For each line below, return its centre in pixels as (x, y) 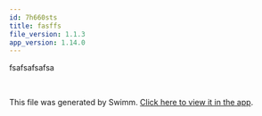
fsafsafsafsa (32, 68)
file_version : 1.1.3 (48, 34)
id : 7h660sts (33, 17)
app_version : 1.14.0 (48, 42)
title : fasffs (36, 26)
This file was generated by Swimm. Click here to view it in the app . (131, 103)
